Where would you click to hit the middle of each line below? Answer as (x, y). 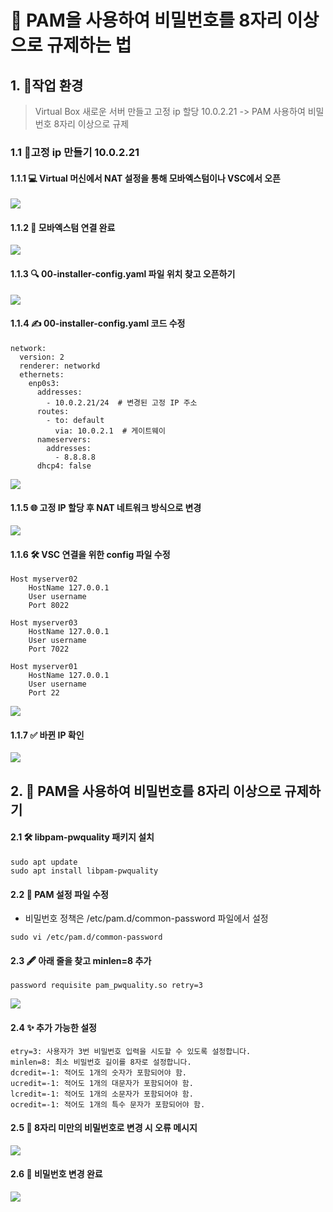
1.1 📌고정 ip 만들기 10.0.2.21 (75, 152)
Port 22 (44, 693)
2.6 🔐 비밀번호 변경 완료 (56, 1174)
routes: (53, 411)
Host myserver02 (44, 579)
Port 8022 (49, 606)
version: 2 (42, 357)
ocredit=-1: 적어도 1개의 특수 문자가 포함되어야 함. (108, 1104)
